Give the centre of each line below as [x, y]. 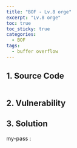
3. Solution [27, 124]
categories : [21, 35]
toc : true [19, 23]
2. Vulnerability [36, 103]
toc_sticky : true [28, 29]
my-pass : [19, 138]
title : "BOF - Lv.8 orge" [39, 12]
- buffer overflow [35, 52]
